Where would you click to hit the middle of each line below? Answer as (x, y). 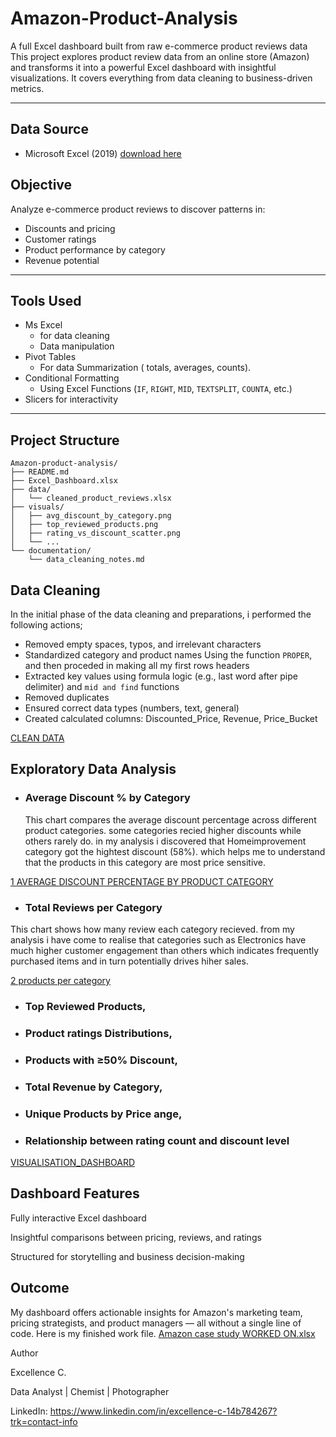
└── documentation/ (51, 551)
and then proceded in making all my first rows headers (137, 665)
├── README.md (40, 472)
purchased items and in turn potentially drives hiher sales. (129, 961)
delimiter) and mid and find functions (102, 686)
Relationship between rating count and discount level (157, 1140)
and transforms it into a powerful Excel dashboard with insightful (143, 67)
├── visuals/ (37, 507)
